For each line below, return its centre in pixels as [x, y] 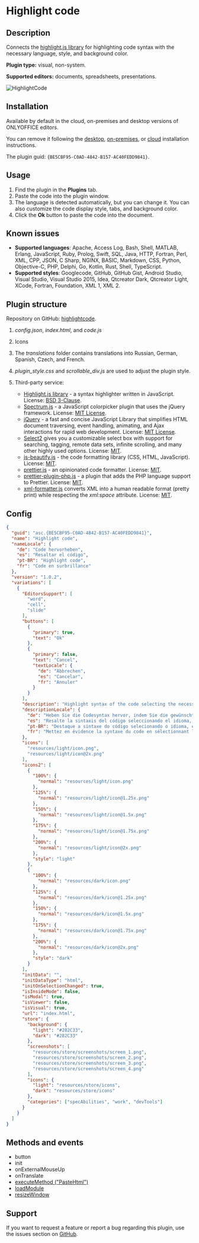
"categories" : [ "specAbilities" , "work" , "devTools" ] [95, 1102]
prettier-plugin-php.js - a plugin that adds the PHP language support [107, 476]
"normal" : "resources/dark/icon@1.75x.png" [92, 930]
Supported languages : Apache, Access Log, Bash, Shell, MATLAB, [97, 248]
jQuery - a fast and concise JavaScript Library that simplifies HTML [106, 419]
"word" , [37, 599]
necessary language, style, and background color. [67, 53]
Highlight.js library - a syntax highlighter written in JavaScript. [99, 394]
